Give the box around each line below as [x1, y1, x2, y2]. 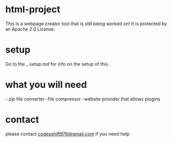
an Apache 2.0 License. [5, 26, 55, 32]
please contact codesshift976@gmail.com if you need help [5, 131, 130, 137]
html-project [5, 4, 61, 15]
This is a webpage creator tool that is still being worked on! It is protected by [5, 21, 167, 27]
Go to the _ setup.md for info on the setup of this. [5, 60, 109, 67]
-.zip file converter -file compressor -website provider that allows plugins [5, 96, 161, 102]
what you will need [5, 79, 87, 91]
